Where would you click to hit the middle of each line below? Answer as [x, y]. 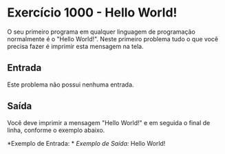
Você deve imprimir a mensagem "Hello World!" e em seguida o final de [109, 122]
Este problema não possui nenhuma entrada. [71, 85]
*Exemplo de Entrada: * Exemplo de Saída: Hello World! [86, 143]
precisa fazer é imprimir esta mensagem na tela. [75, 46]
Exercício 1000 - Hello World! [92, 13]
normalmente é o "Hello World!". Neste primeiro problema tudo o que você [113, 38]
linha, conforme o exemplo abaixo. [56, 130]
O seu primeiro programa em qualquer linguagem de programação [101, 32]
